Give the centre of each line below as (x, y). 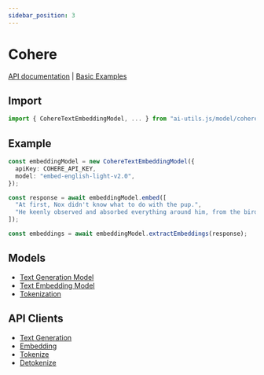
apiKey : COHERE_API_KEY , (56, 169)
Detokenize (38, 362)
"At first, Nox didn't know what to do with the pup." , (108, 205)
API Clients (36, 319)
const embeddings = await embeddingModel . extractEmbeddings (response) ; (128, 234)
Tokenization (40, 294)
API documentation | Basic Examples (68, 76)
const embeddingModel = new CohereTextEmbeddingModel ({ (101, 162)
